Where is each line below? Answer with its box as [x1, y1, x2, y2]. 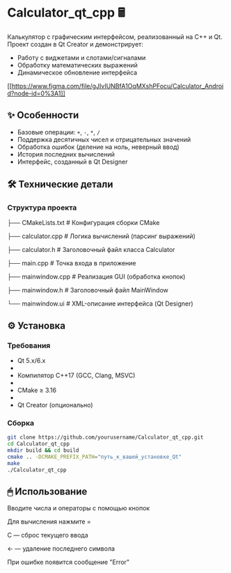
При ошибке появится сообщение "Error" [7, 558, 130, 567]
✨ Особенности [7, 109, 79, 121]
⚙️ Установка [7, 320, 66, 331]
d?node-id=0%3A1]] [7, 89, 66, 97]
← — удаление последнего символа [7, 544, 115, 553]
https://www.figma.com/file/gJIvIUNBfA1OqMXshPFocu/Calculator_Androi [11, 81, 224, 90]
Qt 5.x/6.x [17, 356, 46, 365]
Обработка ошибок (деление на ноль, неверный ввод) [17, 143, 180, 151]
